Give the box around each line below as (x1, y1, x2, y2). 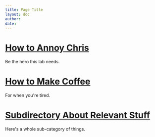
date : (5, 21, 16, 26)
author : (5, 16, 21, 21)
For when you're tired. (5, 92, 51, 98)
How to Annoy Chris (5, 43, 89, 53)
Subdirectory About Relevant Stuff (5, 110, 150, 121)
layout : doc (5, 12, 30, 17)
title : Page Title (5, 7, 43, 12)
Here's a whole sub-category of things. (5, 126, 86, 132)
